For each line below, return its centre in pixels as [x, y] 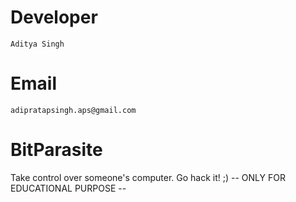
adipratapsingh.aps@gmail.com [73, 110]
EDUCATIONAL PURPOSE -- [68, 188]
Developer [54, 17]
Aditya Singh [37, 44]
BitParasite [56, 150]
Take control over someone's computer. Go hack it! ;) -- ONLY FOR [148, 177]
